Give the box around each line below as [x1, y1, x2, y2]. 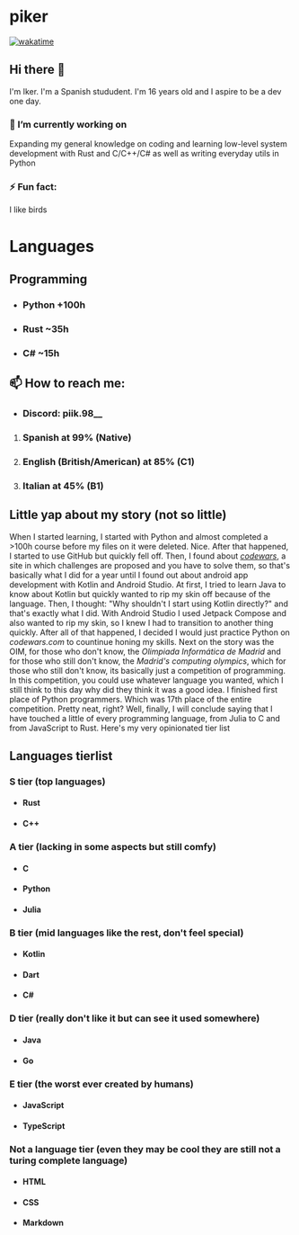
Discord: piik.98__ [22, 407, 103, 419]
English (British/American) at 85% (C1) [22, 455, 195, 468]
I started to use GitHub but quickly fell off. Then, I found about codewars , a [9, 550, 286, 561]
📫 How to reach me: [9, 376, 126, 391]
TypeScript [22, 1120, 66, 1131]
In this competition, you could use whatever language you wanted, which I [9, 675, 284, 685]
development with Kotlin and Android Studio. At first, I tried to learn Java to [9, 578, 286, 590]
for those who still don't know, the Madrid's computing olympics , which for [9, 655, 286, 667]
